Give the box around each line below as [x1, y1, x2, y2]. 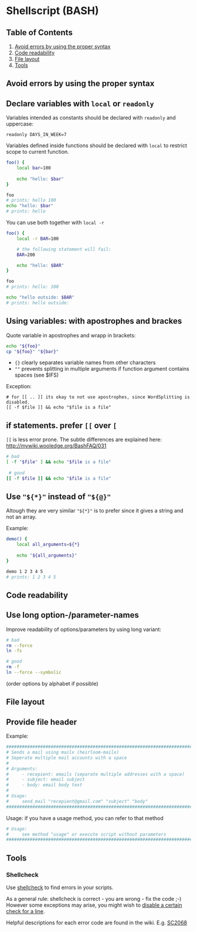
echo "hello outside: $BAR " [6, 294, 75, 300]
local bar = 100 [16, 165, 51, 171]
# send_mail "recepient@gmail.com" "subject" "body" [6, 798, 148, 804]
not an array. [6, 513, 37, 520]
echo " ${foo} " [6, 343, 41, 349]
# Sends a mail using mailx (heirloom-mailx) [6, 750, 119, 755]
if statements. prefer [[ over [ [6, 421, 117, 431]
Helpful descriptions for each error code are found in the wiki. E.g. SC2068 [6, 919, 188, 926]
